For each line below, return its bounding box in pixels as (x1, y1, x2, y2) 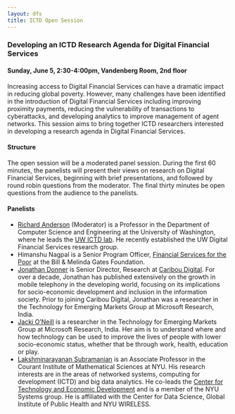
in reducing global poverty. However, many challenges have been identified (7, 89, 226, 98)
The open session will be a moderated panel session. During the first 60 (7, 158, 216, 167)
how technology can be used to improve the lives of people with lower (17, 332, 222, 341)
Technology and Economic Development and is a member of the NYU (17, 385, 220, 394)
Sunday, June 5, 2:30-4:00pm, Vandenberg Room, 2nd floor (7, 66, 188, 75)
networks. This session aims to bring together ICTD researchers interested (7, 119, 224, 127)
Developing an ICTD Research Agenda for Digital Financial (7, 40, 210, 50)
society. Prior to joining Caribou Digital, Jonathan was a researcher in (17, 295, 219, 303)
